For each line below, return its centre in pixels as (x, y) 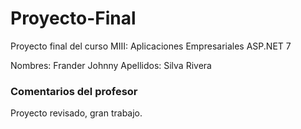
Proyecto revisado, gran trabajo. (76, 113)
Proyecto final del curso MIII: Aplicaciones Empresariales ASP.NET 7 (151, 46)
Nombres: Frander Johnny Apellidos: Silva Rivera (111, 65)
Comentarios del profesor (74, 91)
